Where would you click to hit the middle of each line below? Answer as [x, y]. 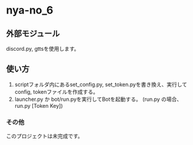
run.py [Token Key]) [39, 106]
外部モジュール [33, 33]
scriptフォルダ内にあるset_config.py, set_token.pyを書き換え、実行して [101, 84]
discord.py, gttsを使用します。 [43, 49]
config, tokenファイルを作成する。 [56, 91]
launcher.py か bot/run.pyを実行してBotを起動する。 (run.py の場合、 [98, 99]
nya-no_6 [30, 10]
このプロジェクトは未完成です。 [45, 136]
